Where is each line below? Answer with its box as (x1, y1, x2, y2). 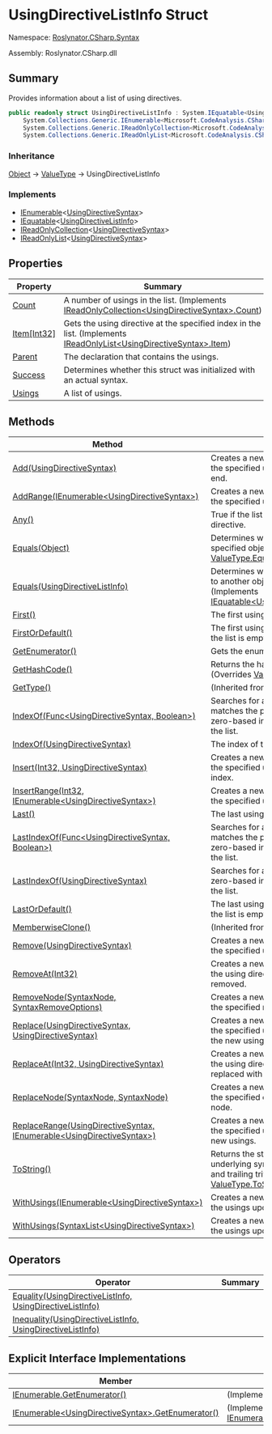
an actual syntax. (63, 374, 129, 385)
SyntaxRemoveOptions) (12, 1002, 103, 1013)
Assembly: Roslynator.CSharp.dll (8, 48, 117, 57)
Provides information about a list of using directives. (8, 93, 182, 103)
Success (12, 369, 46, 380)
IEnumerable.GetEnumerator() (12, 1389, 127, 1401)
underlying (210, 1159, 253, 1170)
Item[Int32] (12, 328, 57, 339)
